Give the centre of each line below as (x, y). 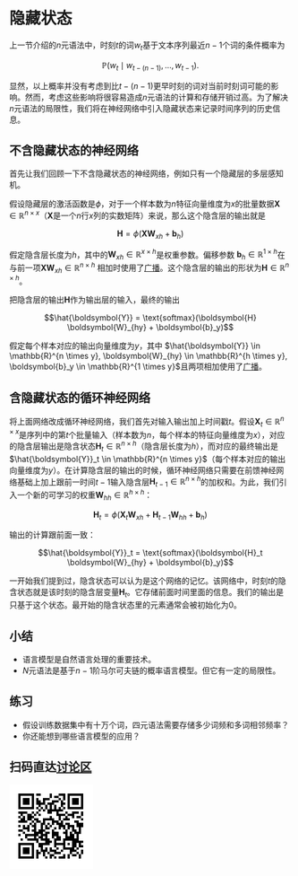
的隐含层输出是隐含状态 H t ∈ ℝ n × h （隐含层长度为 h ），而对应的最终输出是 (144, 446)
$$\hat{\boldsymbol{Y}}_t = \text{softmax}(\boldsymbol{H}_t (150, 553)
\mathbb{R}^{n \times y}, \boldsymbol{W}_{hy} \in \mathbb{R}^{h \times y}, (149, 356)
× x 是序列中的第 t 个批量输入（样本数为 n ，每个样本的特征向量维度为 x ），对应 (147, 434)
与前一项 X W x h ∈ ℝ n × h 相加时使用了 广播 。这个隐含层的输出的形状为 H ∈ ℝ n (149, 268)
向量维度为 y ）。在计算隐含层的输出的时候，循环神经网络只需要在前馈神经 (143, 470)
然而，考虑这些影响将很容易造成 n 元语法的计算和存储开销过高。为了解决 (157, 97)
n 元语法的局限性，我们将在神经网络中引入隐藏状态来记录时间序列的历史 (141, 108)
